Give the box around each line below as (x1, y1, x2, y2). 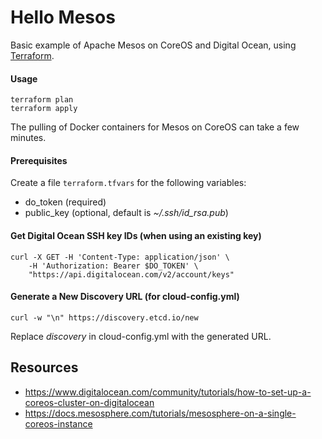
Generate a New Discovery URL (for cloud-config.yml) (10, 291, 240, 303)
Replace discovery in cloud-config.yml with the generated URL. (10, 330, 272, 342)
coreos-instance (24, 417, 93, 430)
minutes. (10, 132, 47, 144)
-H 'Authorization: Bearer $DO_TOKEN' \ (28, 261, 199, 271)
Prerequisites (10, 154, 68, 166)
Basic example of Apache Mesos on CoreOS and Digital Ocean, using (10, 39, 297, 51)
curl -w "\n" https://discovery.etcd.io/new (10, 312, 199, 323)
